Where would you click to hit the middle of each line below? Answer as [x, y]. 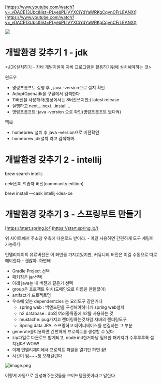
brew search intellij [24, 174]
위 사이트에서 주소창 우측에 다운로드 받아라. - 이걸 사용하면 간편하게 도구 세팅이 [79, 238]
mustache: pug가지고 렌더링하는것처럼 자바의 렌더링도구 [73, 319]
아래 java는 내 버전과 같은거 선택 [43, 283]
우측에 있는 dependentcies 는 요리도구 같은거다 [57, 301]
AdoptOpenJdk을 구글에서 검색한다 [46, 94]
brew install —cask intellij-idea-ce [39, 193]
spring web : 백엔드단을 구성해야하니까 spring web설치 [72, 307]
